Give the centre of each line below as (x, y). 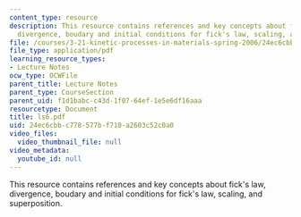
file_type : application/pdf (62, 51)
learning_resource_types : (57, 59)
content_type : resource (54, 17)
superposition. (36, 203)
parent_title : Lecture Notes (64, 84)
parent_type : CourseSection (62, 92)
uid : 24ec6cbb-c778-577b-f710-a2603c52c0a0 (92, 126)
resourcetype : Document (54, 109)
